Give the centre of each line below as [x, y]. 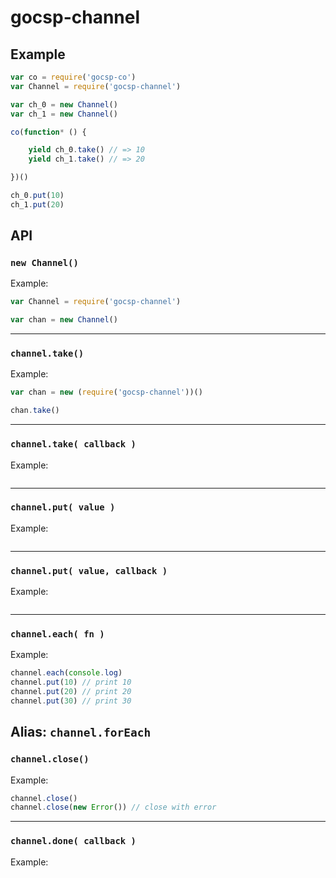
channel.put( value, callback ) [89, 570]
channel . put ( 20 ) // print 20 [71, 692]
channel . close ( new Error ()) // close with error [113, 807]
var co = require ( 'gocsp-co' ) [73, 77]
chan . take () [35, 411]
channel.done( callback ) [73, 841]
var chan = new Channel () [64, 320]
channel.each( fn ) [57, 634]
